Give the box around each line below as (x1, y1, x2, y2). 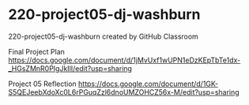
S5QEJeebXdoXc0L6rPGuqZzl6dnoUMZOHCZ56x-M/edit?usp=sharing (8, 87, 240, 96)
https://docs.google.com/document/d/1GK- (77, 79, 219, 88)
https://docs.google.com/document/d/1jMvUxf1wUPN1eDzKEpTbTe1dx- (8, 55, 241, 65)
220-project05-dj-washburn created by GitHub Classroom (8, 32, 199, 41)
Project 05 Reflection (8, 79, 77, 88)
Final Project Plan (8, 47, 66, 56)
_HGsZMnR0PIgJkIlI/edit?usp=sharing (8, 63, 133, 73)
